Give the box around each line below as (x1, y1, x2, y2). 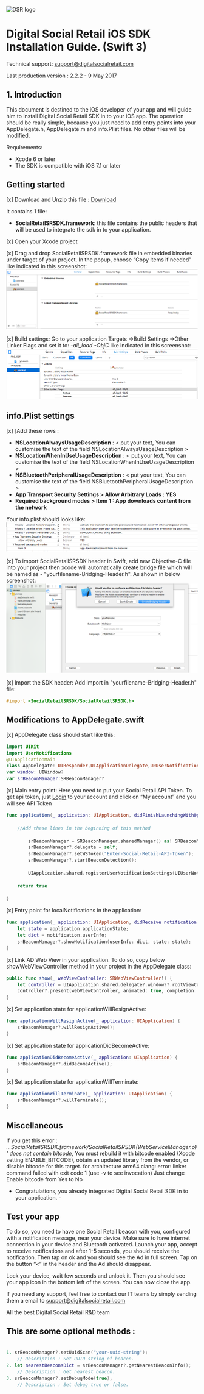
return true (17, 883, 47, 889)
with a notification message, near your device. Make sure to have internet (6, 1234, 190, 1242)
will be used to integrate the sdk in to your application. (15, 226, 151, 233)
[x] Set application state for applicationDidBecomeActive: (6, 1042, 150, 1049)
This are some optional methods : (6, 1326, 135, 1337)
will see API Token (6, 800, 52, 807)
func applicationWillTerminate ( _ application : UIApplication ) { (6, 1091, 172, 1097)
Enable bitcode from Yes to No (6, 1175, 83, 1182)
